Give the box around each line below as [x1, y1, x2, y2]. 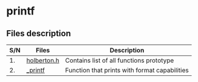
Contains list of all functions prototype [65, 56, 174, 65]
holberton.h [26, 56, 60, 65]
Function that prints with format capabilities [65, 66, 189, 74]
